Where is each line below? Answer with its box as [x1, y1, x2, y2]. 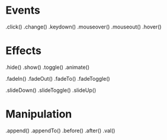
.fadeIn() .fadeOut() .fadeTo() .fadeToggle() [5, 75, 110, 82]
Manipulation [5, 107, 72, 121]
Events [5, 4, 41, 17]
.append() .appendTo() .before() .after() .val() [5, 127, 115, 134]
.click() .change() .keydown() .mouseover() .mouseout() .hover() [5, 23, 162, 30]
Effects [5, 44, 42, 58]
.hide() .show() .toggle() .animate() [5, 63, 90, 71]
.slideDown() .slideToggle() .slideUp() [5, 87, 97, 94]
